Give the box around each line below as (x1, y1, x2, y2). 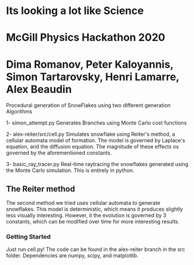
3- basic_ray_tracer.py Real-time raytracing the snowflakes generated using (6, 161, 189, 168)
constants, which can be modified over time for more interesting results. (6, 218, 180, 225)
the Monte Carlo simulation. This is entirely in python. (6, 167, 134, 174)
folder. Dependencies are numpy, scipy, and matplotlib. (6, 252, 139, 259)
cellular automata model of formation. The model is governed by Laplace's (6, 137, 185, 144)
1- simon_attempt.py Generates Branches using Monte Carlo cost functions (6, 119, 187, 126)
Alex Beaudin (6, 82, 72, 96)
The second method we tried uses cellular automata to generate (6, 199, 161, 207)
